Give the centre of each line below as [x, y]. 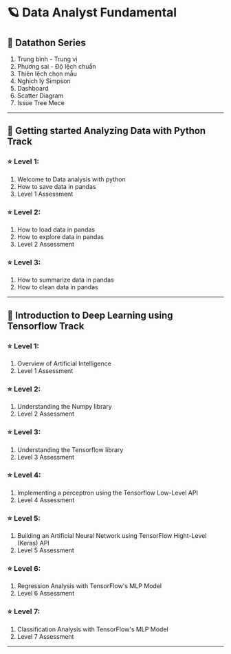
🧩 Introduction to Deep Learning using [90, 315]
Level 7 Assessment [45, 636]
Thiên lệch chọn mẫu [47, 74]
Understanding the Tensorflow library [70, 449]
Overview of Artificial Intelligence [64, 363]
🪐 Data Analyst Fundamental [92, 13]
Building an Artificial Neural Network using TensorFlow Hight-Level [112, 536]
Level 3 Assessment [45, 457]
